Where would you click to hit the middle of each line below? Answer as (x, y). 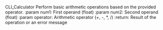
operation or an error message (36, 22)
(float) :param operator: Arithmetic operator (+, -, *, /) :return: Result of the (81, 17)
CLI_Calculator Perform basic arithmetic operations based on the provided (81, 7)
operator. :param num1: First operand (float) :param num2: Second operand (82, 12)
